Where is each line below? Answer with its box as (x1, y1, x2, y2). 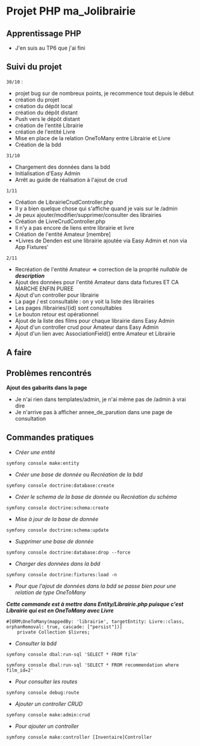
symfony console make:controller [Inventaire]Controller (6, 734, 152, 740)
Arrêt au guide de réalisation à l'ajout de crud (14, 176, 128, 183)
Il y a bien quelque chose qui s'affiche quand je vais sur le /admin (14, 204, 178, 212)
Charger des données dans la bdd (14, 560, 101, 567)
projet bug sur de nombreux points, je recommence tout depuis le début (14, 89, 194, 97)
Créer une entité (14, 449, 55, 456)
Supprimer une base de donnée (14, 537, 94, 545)
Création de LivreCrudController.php (14, 218, 105, 225)
